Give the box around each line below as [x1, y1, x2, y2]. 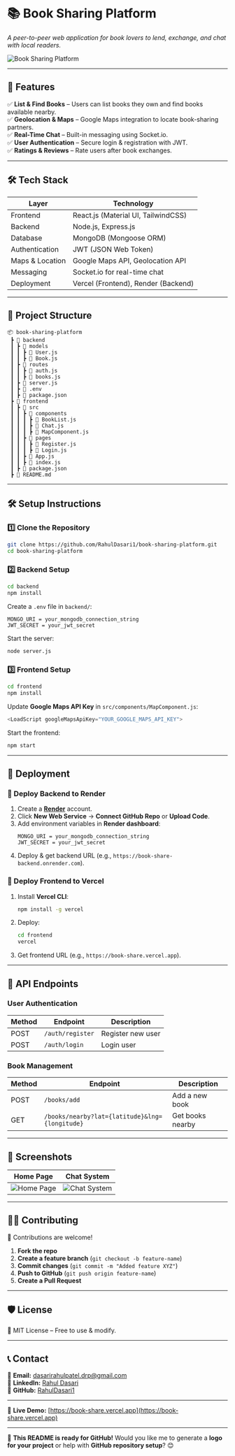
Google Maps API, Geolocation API [72, 256, 187, 266]
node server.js [7, 647, 52, 654]
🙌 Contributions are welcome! [7, 1233, 93, 1241]
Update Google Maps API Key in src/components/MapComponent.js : [7, 702, 199, 710]
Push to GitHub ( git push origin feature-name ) [17, 1269, 157, 1277]
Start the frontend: [7, 728, 61, 737]
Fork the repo [17, 1246, 58, 1255]
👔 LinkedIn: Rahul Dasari [7, 1378, 79, 1387]
